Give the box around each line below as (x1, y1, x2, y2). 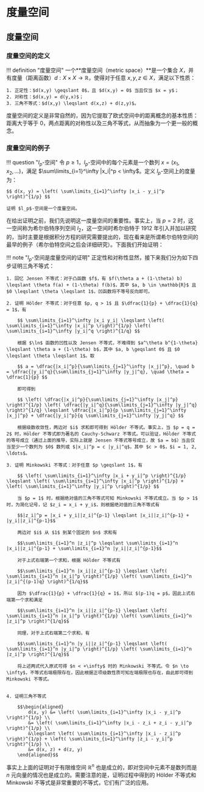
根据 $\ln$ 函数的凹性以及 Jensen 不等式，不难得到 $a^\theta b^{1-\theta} (17, 340, 198, 346)
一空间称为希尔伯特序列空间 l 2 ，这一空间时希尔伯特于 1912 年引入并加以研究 (6, 224, 197, 233)
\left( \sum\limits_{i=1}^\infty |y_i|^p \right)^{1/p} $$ (6, 484, 160, 490)
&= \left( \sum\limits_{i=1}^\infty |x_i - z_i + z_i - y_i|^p (28, 720, 192, 726)
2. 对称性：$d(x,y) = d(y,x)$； (6, 94, 84, 100)
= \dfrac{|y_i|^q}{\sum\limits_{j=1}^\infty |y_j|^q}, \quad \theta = (6, 369, 189, 375)
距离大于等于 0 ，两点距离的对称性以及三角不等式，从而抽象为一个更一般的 (6, 119, 193, 127)
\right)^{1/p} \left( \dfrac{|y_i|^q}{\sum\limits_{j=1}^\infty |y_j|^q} (6, 402, 198, 408)
